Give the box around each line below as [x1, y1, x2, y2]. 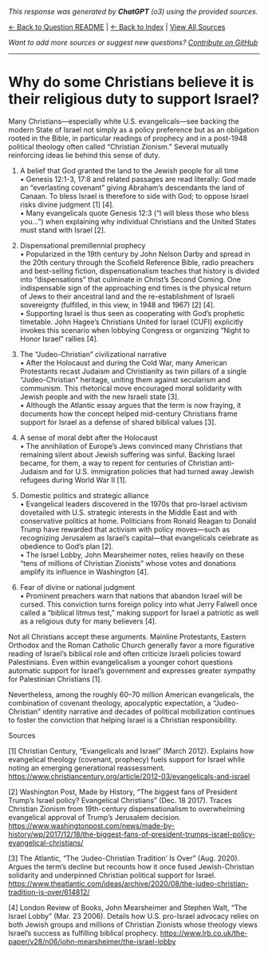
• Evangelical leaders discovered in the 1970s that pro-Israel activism [19, 499, 248, 509]
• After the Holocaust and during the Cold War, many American [19, 358, 227, 367]
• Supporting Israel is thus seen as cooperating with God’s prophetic [19, 308, 246, 318]
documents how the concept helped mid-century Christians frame [19, 409, 238, 418]
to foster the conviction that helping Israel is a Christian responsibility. [8, 715, 238, 725]
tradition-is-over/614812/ [8, 887, 90, 897]
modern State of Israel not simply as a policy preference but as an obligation [8, 125, 259, 134]
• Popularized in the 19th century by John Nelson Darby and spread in [19, 249, 251, 259]
